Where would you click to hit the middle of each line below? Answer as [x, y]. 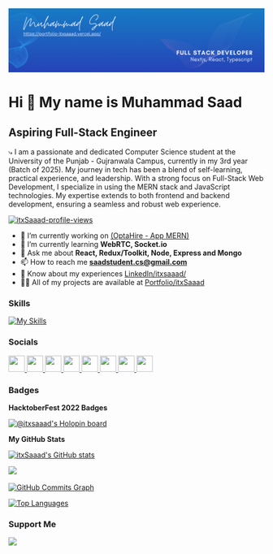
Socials [23, 342]
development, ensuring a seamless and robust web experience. [115, 204]
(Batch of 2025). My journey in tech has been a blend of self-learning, [126, 169]
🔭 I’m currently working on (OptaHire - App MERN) [104, 236]
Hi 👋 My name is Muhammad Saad [125, 103]
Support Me [32, 524]
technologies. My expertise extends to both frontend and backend [119, 195]
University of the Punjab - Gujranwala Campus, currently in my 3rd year [128, 161]
